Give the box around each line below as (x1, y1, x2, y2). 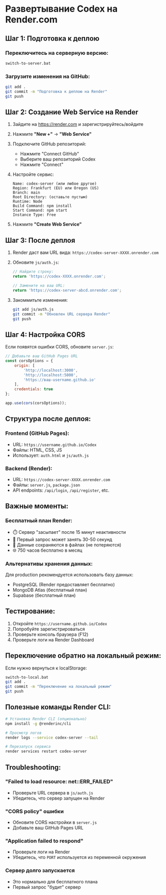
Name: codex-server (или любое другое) (12, 181, 97, 186)
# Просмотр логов (5, 730, 42, 736)
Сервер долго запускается (5, 867, 75, 874)
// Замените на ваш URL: (12, 283, 65, 289)
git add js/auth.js (12, 307, 54, 312)
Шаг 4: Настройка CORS (5, 330, 86, 339)
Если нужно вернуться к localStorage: (5, 665, 87, 671)
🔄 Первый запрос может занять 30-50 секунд (12, 536, 112, 542)
